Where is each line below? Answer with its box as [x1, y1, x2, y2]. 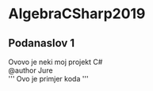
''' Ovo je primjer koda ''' [8, 74, 89, 83]
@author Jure [8, 66, 53, 75]
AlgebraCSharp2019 [8, 5, 146, 23]
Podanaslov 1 [8, 36, 75, 50]
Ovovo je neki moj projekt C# [8, 57, 103, 66]
